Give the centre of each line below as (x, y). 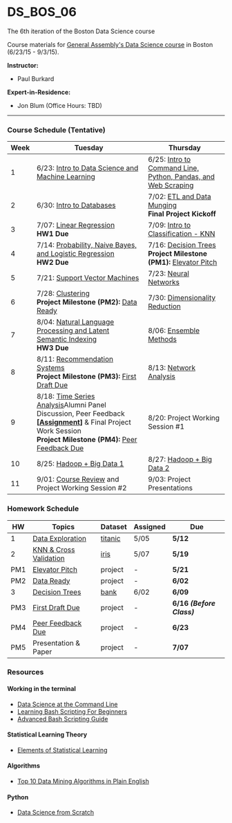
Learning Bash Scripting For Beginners (72, 711)
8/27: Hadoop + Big (180, 459)
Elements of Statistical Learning (62, 750)
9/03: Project (170, 479)
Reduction (165, 306)
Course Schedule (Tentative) (56, 130)
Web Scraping (171, 185)
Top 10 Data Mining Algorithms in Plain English (83, 782)
